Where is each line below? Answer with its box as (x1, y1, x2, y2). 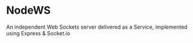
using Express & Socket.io (6, 29, 71, 36)
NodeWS (6, 4, 51, 17)
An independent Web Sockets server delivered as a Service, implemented (6, 23, 188, 30)
